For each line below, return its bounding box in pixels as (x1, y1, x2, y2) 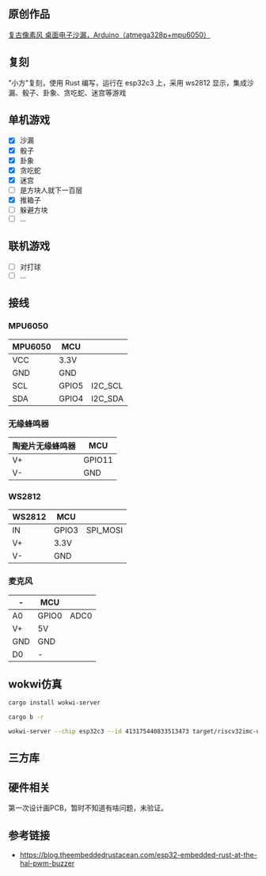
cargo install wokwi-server (8, 699, 101, 707)
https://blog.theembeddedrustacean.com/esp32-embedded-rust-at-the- (19, 850, 257, 859)
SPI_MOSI (85, 525, 123, 536)
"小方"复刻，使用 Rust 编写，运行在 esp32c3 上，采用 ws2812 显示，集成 (8, 78, 248, 87)
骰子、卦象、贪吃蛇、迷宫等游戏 (21, 88, 127, 97)
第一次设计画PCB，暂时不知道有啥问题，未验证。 (8, 803, 169, 813)
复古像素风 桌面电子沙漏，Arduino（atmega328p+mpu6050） (8, 30, 211, 40)
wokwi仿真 (8, 677, 63, 691)
